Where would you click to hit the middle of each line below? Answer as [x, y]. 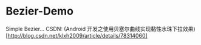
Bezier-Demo [40, 11]
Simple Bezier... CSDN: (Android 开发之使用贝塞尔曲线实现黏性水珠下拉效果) [101, 29]
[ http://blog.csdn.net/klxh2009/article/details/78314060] [77, 35]
